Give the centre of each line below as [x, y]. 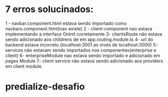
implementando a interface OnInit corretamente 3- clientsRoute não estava [84, 34]
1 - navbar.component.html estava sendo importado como [66, 23]
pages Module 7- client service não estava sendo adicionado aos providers [84, 61]
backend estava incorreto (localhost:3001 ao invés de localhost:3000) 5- [81, 44]
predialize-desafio [45, 87]
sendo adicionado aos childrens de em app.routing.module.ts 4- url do [79, 39]
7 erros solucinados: [49, 9]
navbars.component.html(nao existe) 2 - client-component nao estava [79, 28]
